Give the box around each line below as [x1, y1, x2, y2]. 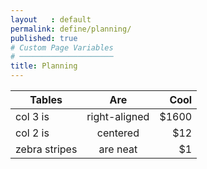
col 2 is [15, 126, 50, 140]
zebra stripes [15, 142, 78, 156]
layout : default [10, 14, 92, 25]
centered [96, 126, 140, 140]
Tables [29, 93, 63, 106]
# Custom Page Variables [10, 42, 114, 53]
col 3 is [15, 110, 50, 123]
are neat [98, 142, 138, 156]
